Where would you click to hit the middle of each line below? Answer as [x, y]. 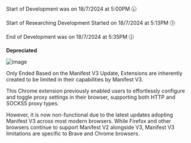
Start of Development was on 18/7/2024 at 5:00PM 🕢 [72, 9]
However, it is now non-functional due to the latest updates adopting [90, 115]
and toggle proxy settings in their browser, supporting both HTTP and [91, 97]
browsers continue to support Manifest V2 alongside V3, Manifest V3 [90, 127]
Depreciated [22, 50]
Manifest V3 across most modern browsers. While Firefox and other [89, 121]
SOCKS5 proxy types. [33, 103]
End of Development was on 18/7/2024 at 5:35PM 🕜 [70, 37]
